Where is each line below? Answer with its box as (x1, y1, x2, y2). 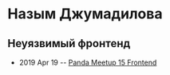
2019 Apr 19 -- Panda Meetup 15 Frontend (18, 57, 157, 67)
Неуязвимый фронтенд (7, 37, 131, 50)
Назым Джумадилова (7, 5, 163, 23)
